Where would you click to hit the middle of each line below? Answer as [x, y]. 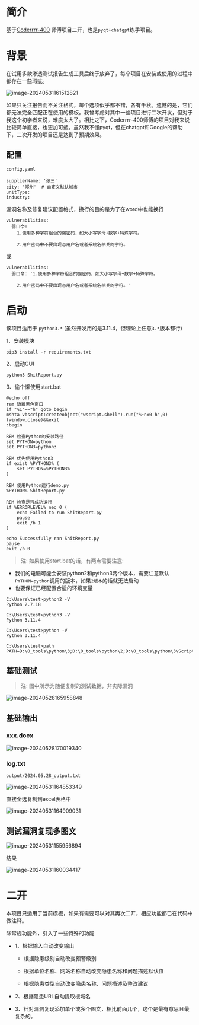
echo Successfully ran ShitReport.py [53, 538]
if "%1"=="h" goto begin [37, 409]
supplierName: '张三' [32, 181]
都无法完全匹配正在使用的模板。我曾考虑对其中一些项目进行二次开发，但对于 [99, 112]
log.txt [16, 764]
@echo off [18, 398]
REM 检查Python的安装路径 [35, 437]
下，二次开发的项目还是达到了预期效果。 [55, 135]
